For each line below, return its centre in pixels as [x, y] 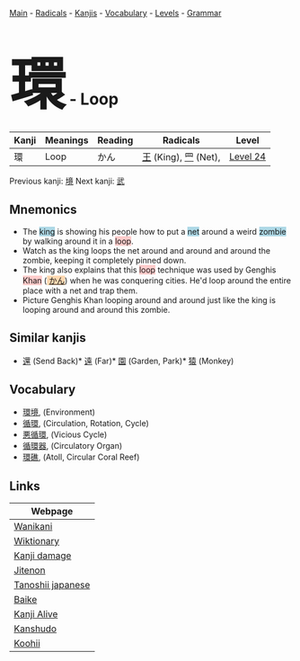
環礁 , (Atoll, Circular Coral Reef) [81, 457]
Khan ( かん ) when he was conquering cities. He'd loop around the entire [157, 280]
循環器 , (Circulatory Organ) [72, 446]
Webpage [52, 512]
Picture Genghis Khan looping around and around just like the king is [149, 299]
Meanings [66, 140]
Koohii [27, 644]
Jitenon [30, 570]
